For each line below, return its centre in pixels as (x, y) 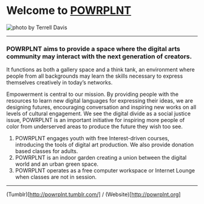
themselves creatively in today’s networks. (59, 83)
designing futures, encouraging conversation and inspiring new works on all (101, 107)
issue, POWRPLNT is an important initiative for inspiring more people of (96, 120)
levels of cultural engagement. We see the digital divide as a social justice (99, 114)
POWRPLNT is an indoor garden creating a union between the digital (101, 158)
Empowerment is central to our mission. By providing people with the (93, 94)
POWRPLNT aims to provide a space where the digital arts (93, 49)
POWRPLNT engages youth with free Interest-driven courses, (92, 138)
